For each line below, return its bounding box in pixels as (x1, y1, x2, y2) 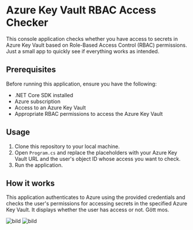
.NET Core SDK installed (14, 91, 74, 98)
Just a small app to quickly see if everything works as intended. (6, 47, 160, 54)
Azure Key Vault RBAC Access (6, 4, 157, 17)
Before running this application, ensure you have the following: (6, 80, 157, 87)
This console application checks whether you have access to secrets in (6, 35, 178, 42)
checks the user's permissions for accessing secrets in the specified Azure (6, 200, 188, 207)
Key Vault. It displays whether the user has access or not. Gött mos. (6, 206, 170, 214)
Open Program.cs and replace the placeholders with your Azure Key (14, 149, 177, 156)
